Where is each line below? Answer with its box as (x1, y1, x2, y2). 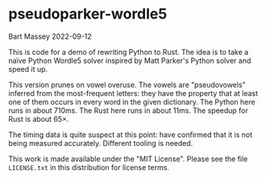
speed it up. (8, 64, 48, 73)
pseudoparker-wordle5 (8, 5, 168, 23)
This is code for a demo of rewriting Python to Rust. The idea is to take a (8, 47, 249, 56)
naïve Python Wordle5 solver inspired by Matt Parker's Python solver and (8, 56, 251, 65)
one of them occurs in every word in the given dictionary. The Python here (8, 97, 256, 106)
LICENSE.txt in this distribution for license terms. (8, 162, 169, 172)
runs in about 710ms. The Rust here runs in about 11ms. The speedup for (8, 106, 248, 115)
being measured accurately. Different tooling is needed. (8, 138, 193, 148)
